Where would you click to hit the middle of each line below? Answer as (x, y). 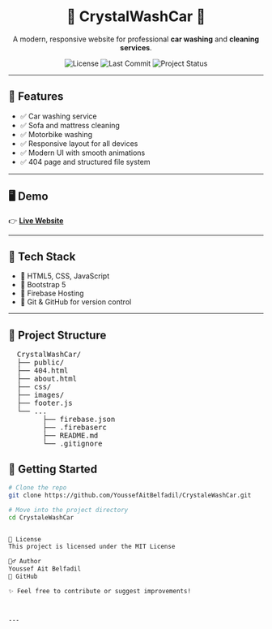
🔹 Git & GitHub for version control (76, 302)
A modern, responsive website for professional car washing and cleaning (136, 39)
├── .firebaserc (74, 428)
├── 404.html (42, 371)
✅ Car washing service (58, 116)
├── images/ (40, 395)
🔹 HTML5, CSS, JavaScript (65, 276)
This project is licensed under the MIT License (92, 547)
